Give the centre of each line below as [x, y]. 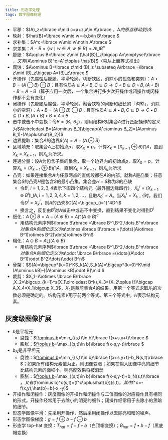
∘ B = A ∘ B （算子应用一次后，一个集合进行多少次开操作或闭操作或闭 [83, 91]
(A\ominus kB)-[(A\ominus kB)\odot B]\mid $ [58, 270]
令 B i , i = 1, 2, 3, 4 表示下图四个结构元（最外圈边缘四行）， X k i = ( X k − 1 [89, 188]
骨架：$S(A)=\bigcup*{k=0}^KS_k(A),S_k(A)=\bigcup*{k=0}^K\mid [81, 265]
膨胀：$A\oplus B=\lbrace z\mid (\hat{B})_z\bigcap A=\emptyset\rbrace [86, 55]
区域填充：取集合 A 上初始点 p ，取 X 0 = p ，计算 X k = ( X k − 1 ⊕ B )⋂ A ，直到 [88, 147]
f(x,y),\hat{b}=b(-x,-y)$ [44, 388]
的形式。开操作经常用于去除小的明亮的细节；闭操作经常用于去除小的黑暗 [87, 400]
